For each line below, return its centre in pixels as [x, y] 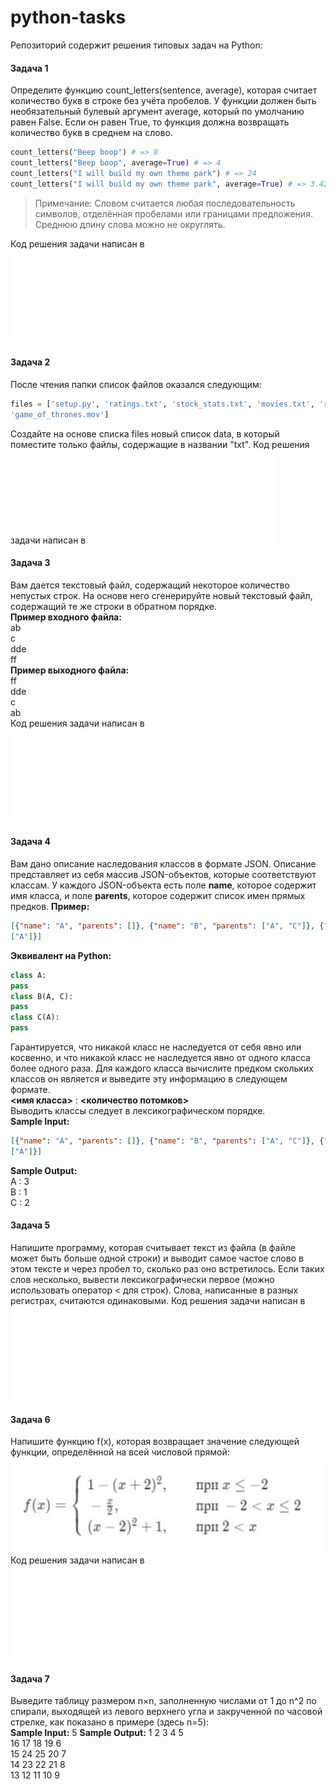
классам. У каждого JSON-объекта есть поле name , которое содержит [163, 885]
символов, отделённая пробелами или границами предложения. [173, 213]
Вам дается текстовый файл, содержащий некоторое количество [150, 585]
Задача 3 [30, 563]
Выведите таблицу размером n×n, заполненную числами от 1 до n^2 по [163, 1701]
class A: [28, 975]
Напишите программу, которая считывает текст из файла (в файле [153, 1247]
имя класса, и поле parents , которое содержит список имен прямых [158, 895]
